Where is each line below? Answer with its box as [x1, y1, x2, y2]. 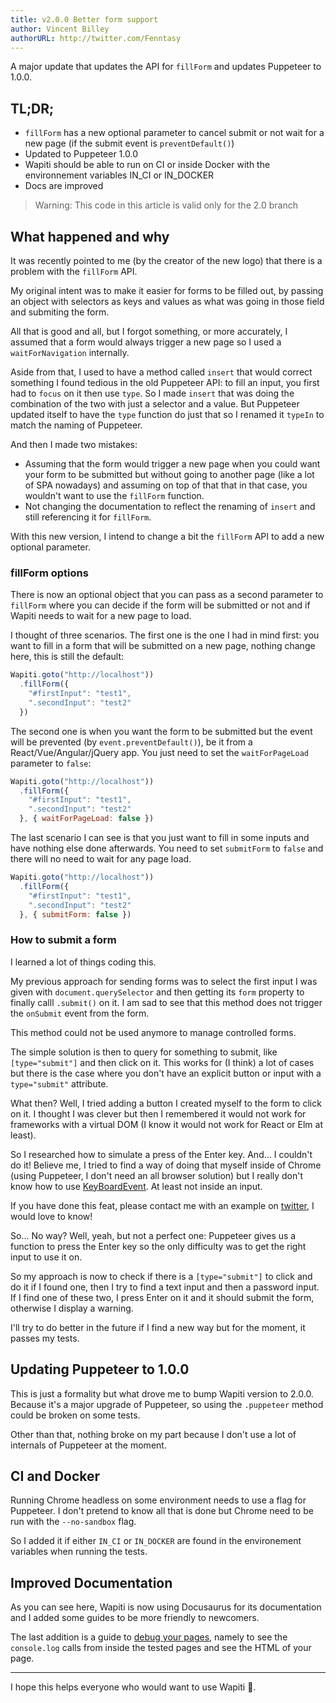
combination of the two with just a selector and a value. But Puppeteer [10, 398, 300, 410]
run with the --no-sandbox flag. [10, 1516, 137, 1528]
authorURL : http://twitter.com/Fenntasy [10, 33, 182, 43]
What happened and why [10, 228, 170, 245]
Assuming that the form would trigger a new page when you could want [24, 458, 321, 470]
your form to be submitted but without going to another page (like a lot [24, 469, 315, 480]
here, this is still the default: [10, 651, 124, 663]
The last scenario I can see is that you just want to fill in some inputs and [10, 832, 310, 844]
